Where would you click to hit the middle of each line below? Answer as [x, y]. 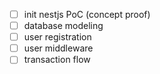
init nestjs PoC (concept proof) [87, 14]
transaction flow [57, 60]
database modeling [63, 26]
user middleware [58, 48]
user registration [57, 37]
